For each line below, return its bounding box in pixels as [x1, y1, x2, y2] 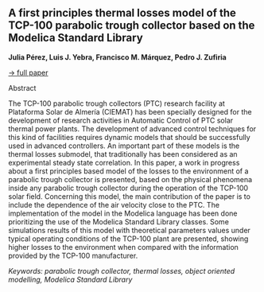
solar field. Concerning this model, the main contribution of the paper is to [8, 191, 250, 201]
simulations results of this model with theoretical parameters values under [8, 225, 250, 235]
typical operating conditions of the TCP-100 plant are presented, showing [8, 234, 249, 243]
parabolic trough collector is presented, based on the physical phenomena [8, 174, 253, 184]
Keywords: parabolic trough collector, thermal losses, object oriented [8, 266, 235, 275]
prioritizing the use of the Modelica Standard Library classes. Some [8, 216, 229, 226]
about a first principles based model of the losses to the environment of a [8, 166, 249, 176]
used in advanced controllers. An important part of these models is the [8, 141, 240, 150]
